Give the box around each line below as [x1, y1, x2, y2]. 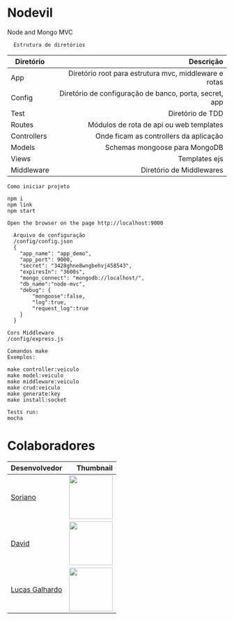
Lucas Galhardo [10, 584, 63, 594]
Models [10, 142, 36, 152]
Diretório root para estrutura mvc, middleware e [68, 68, 224, 78]
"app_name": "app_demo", [19, 250, 92, 257]
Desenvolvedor [10, 463, 63, 473]
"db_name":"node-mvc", [19, 280, 86, 287]
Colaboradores [7, 438, 95, 454]
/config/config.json [13, 238, 73, 245]
